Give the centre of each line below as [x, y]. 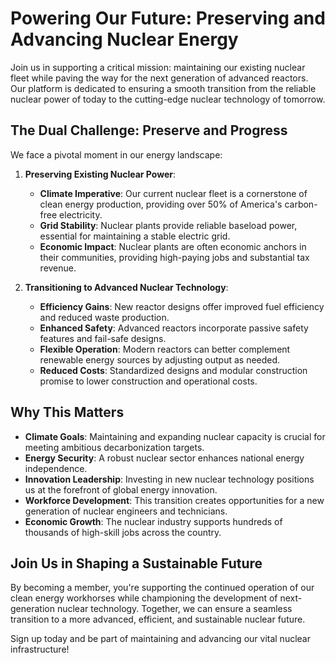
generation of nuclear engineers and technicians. [126, 511]
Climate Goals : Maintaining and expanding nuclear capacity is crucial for [175, 436]
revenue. [58, 268]
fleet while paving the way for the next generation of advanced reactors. [159, 78]
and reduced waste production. [104, 317]
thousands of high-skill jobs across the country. [123, 532]
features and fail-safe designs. [103, 338]
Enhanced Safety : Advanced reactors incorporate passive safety [174, 328]
